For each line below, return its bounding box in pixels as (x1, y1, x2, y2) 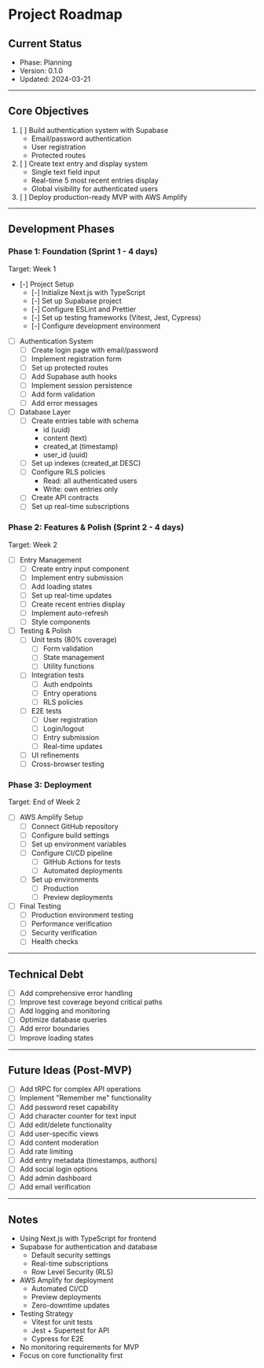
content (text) (42, 433, 88, 443)
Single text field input (31, 167, 101, 176)
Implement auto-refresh (31, 608, 108, 618)
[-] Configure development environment (31, 321, 161, 330)
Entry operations (42, 688, 97, 698)
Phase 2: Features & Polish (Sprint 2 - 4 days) (8, 522, 185, 533)
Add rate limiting (19, 1146, 73, 1156)
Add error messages (31, 398, 98, 407)
